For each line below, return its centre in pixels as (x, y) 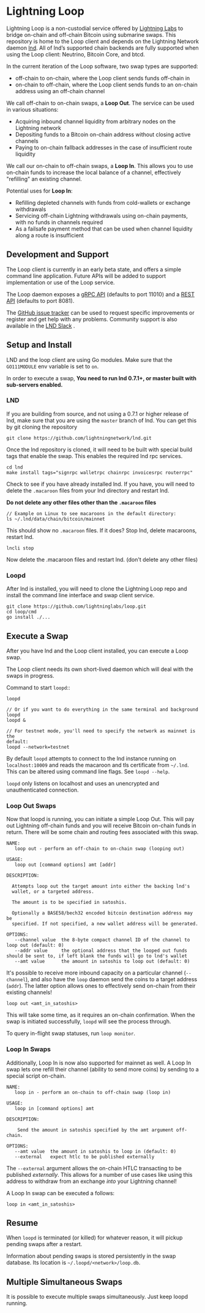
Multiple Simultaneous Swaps (65, 1282)
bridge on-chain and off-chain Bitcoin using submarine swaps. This (91, 34)
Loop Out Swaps (31, 806)
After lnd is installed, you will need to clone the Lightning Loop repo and (97, 589)
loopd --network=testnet (38, 747)
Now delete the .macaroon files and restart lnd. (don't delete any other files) (102, 559)
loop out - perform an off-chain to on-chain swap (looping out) (99, 849)
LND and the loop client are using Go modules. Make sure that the (89, 359)
